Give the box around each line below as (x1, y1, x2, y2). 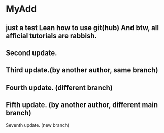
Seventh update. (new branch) (6, 122, 70, 128)
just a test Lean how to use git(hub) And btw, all (6, 23, 159, 32)
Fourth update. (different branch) (6, 83, 113, 92)
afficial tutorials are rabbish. (6, 31, 97, 40)
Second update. (6, 48, 57, 57)
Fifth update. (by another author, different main (6, 100, 158, 110)
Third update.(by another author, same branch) (6, 66, 158, 74)
